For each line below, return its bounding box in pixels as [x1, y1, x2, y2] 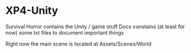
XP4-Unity [5, 4, 59, 17]
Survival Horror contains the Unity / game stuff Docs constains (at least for [5, 23, 185, 30]
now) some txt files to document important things [5, 29, 124, 36]
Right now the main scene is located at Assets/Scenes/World [5, 40, 152, 47]
